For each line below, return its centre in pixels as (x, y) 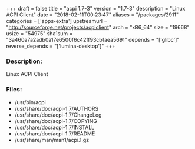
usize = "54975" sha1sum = (39, 34)
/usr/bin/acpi (30, 102)
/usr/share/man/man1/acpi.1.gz (52, 140)
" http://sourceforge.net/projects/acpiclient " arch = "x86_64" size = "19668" (98, 27)
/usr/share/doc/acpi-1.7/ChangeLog (58, 115)
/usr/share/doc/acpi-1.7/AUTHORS (57, 108)
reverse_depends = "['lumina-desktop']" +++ (61, 46)
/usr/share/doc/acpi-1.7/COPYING (56, 121)
